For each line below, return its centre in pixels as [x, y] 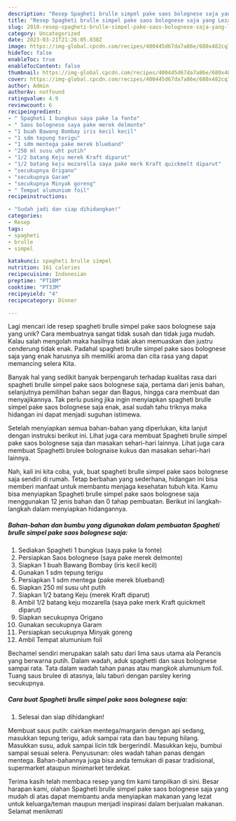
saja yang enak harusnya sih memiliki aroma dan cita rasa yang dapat [108, 356]
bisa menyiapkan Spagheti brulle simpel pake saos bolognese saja [104, 494]
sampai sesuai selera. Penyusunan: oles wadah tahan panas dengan [106, 753]
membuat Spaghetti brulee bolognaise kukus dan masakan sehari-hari [109, 451]
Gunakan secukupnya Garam [60, 625]
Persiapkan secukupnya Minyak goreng [75, 632]
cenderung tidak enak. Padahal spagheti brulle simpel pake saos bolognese [117, 349]
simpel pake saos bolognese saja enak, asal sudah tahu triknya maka [107, 407]
